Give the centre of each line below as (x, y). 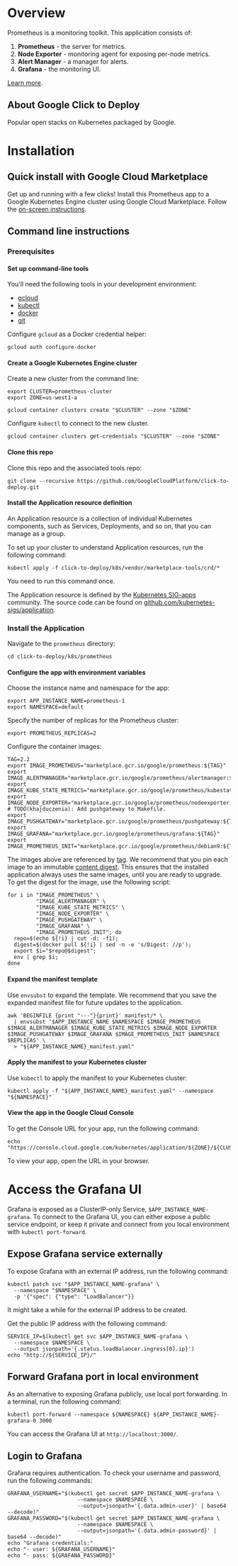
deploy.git (23, 487)
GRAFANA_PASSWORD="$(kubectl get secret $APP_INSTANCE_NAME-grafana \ (114, 1518)
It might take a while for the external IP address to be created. (97, 1309)
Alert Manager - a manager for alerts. (73, 61)
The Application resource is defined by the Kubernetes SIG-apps (102, 594)
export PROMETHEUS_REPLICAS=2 (52, 733)
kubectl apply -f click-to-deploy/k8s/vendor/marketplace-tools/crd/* (114, 568)
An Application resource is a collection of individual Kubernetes (100, 518)
